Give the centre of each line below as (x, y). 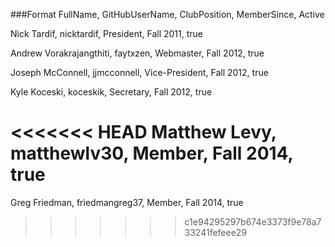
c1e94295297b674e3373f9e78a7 (253, 221)
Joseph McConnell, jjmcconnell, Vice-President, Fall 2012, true (139, 72)
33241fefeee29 (216, 232)
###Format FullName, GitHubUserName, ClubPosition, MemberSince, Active (167, 14)
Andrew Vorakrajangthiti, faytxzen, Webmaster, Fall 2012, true (137, 53)
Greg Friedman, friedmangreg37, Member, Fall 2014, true (127, 202)
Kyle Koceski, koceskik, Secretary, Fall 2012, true (111, 92)
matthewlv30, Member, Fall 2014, (152, 153)
